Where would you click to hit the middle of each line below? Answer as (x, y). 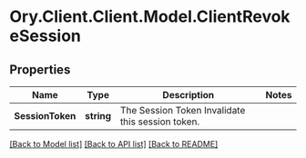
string (98, 116)
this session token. (160, 122)
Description (189, 95)
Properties (40, 69)
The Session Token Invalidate (183, 110)
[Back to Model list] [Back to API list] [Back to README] (114, 144)
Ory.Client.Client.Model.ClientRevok (150, 17)
